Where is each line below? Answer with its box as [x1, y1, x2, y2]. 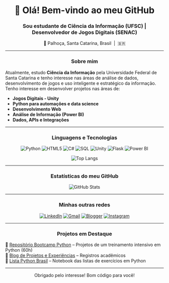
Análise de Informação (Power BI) [12, 111, 84, 118]
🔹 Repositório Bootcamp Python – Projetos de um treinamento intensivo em [5, 242, 161, 248]
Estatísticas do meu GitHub [50, 173, 119, 180]
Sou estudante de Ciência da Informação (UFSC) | [22, 23, 147, 30]
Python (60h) [5, 247, 33, 253]
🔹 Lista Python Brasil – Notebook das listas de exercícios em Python [5, 257, 146, 264]
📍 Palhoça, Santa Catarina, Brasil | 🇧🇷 [43, 40, 126, 46]
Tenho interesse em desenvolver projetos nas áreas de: [5, 85, 120, 91]
